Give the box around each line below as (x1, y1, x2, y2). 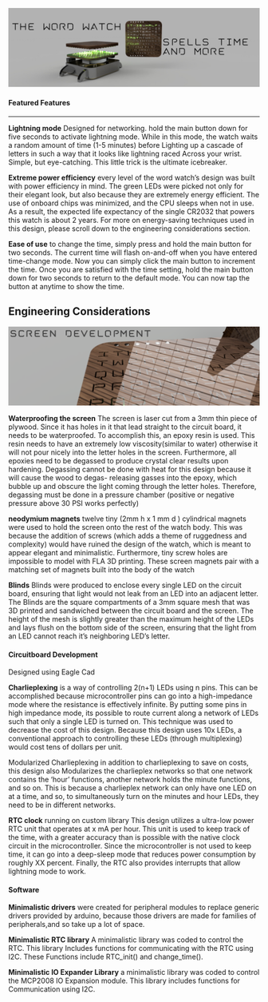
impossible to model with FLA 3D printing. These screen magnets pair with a (8, 556, 259, 566)
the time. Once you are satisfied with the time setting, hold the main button (8, 264, 254, 274)
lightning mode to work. (8, 867, 86, 877)
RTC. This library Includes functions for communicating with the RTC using (8, 944, 254, 953)
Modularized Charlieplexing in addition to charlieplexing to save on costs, (8, 757, 249, 767)
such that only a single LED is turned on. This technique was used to (8, 717, 234, 726)
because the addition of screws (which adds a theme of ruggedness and (8, 531, 247, 540)
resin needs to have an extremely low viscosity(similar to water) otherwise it (8, 439, 258, 448)
